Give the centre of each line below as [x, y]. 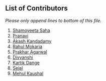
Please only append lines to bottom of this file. [54, 20]
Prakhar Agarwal [30, 52]
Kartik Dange [26, 62]
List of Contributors [36, 8]
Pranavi [20, 35]
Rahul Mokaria [27, 46]
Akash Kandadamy [32, 41]
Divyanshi [23, 57]
